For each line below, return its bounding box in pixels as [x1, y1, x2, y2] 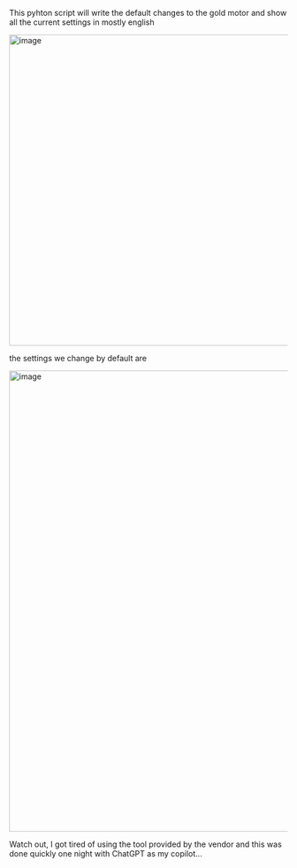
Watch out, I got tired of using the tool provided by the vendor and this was [9, 839, 283, 849]
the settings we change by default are [9, 353, 148, 363]
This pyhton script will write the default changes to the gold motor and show [9, 8, 287, 18]
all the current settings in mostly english [9, 17, 155, 27]
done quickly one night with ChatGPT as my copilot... [9, 849, 203, 858]
